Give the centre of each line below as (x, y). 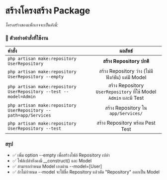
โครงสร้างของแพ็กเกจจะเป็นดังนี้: (32, 24)
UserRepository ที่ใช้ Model (126, 92)
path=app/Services (29, 115)
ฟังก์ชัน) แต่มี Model (126, 77)
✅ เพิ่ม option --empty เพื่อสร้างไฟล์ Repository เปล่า (61, 155)
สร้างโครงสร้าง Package (48, 11)
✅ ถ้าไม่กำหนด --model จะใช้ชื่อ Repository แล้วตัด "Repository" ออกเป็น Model (86, 172)
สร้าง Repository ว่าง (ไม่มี (126, 71)
